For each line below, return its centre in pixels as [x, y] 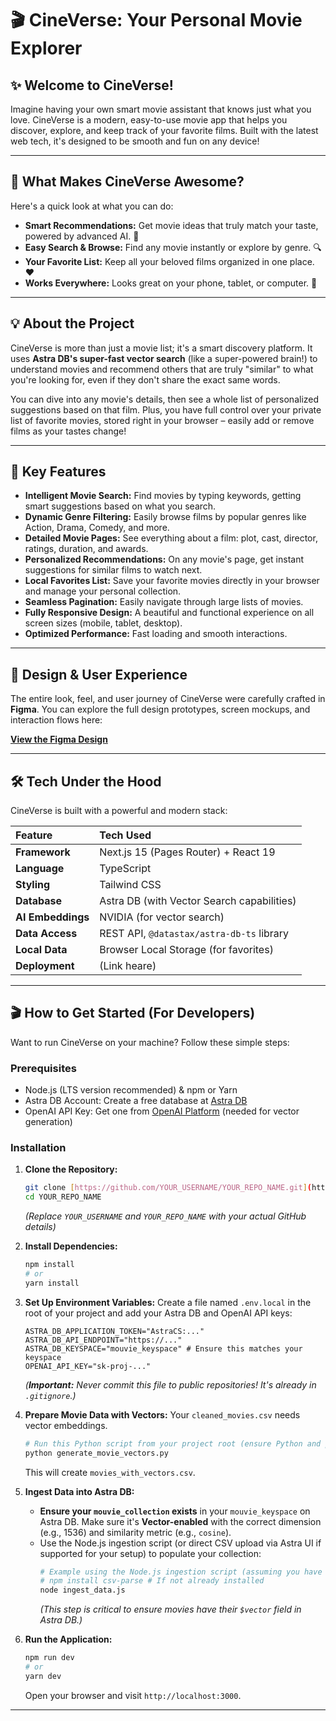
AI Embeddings [52, 917]
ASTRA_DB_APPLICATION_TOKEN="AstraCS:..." [114, 1331]
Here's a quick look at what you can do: [92, 206]
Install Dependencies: [71, 1246]
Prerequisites [43, 1068]
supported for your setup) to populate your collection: [150, 1553]
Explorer [46, 48]
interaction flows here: [56, 720]
